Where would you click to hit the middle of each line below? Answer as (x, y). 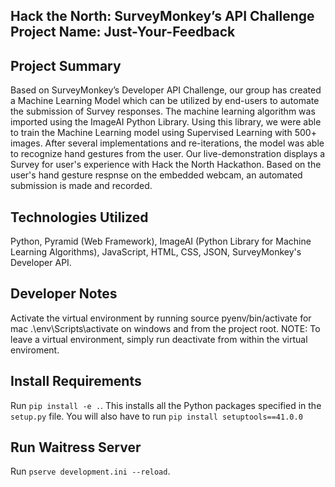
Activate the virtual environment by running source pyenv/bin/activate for (161, 318)
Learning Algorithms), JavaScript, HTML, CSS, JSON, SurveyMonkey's (156, 252)
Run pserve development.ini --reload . (90, 471)
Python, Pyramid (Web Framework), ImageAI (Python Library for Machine (161, 241)
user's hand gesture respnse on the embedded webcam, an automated (156, 175)
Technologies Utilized (79, 217)
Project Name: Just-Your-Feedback (123, 32)
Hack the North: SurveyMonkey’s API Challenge (162, 16)
